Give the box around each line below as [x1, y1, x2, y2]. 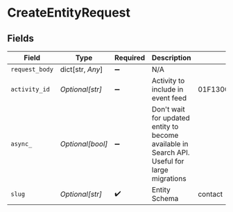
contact [197, 189, 223, 199]
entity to [151, 122, 179, 131]
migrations [151, 174, 187, 183]
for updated [151, 113, 191, 123]
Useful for [151, 157, 184, 166]
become [151, 130, 179, 140]
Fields [7, 33, 35, 44]
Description [151, 53, 191, 62]
